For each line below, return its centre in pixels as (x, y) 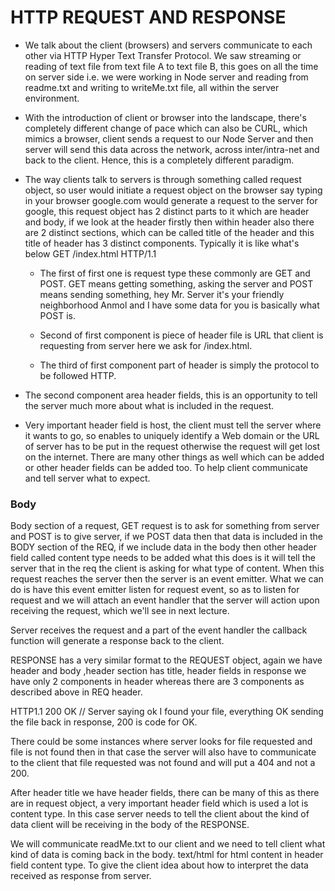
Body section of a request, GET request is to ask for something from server (165, 526)
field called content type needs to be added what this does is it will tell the (163, 558)
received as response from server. (81, 876)
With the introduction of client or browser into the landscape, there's (165, 117)
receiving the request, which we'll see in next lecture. (120, 611)
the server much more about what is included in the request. (149, 405)
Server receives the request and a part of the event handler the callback (159, 630)
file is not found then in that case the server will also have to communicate (163, 752)
